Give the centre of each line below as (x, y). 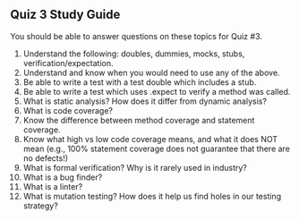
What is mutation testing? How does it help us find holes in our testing (152, 196)
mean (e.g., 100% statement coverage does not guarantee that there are (156, 148)
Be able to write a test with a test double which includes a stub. (140, 82)
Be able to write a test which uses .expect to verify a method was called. (157, 91)
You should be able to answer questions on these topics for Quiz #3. (137, 36)
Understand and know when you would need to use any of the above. (151, 72)
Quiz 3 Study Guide (65, 15)
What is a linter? (53, 186)
